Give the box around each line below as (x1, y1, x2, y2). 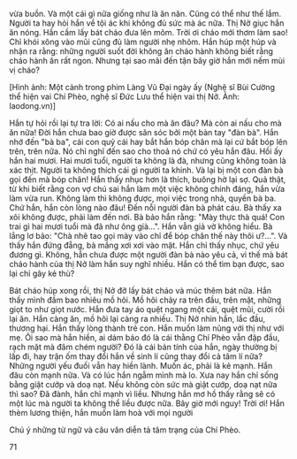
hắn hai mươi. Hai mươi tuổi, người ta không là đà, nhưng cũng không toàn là (9, 156, 286, 165)
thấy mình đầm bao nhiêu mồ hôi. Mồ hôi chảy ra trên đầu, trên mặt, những (9, 295, 282, 305)
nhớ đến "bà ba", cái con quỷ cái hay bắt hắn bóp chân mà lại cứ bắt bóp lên (9, 137, 288, 147)
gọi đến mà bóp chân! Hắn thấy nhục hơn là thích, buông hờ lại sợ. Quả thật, (9, 174, 286, 185)
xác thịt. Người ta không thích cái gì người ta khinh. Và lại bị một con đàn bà (9, 164, 284, 175)
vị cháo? (9, 65, 40, 75)
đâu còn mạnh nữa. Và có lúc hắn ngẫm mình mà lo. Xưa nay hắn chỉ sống (9, 370, 278, 380)
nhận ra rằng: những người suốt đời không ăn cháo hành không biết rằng (9, 46, 274, 57)
